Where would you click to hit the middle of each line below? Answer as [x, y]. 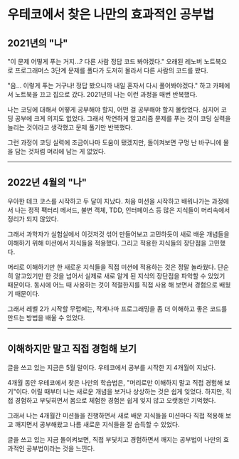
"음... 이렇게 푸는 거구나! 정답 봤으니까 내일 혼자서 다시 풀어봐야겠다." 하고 [109, 85]
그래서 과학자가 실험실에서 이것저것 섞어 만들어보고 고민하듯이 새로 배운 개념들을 [118, 234]
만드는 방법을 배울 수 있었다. [46, 317]
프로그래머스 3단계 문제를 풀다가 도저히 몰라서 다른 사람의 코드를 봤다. [111, 70]
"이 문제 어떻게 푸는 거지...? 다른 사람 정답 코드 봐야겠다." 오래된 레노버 [105, 62]
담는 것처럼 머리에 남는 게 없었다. [60, 151]
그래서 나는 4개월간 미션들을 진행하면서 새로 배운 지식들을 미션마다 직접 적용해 [116, 415]
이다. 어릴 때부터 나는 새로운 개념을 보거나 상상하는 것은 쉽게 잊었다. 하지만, [120, 391]
